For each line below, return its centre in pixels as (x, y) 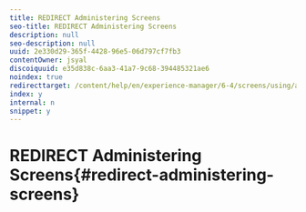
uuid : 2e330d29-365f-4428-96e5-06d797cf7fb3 (95, 52)
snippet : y (30, 111)
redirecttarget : (40, 86)
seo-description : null (52, 43)
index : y (26, 94)
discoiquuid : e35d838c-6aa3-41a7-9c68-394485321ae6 (109, 69)
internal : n (32, 102)
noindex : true (36, 77)
